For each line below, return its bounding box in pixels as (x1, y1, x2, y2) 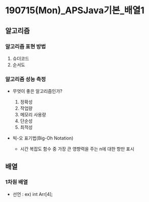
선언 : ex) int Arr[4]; (12, 191, 53, 197)
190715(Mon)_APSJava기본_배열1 (5, 5, 145, 16)
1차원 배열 (5, 179, 28, 186)
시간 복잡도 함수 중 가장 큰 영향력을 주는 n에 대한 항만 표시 (20, 146, 135, 152)
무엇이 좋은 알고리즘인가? (12, 88, 63, 94)
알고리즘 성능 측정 (5, 76, 46, 83)
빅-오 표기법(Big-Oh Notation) (12, 135, 74, 141)
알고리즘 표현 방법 (5, 43, 46, 50)
